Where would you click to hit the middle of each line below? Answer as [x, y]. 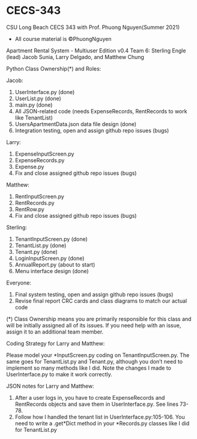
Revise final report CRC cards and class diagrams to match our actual [101, 301]
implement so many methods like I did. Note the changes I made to [89, 368]
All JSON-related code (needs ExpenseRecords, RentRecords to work [101, 111]
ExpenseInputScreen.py [44, 154]
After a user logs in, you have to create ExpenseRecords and [90, 397]
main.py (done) [34, 105]
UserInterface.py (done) [45, 92]
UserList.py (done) [38, 98]
